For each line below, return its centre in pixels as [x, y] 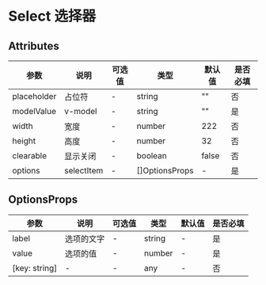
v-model [81, 111]
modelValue [34, 111]
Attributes [34, 46]
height [24, 141]
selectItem [84, 171]
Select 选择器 [52, 16]
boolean [152, 156]
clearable [30, 156]
